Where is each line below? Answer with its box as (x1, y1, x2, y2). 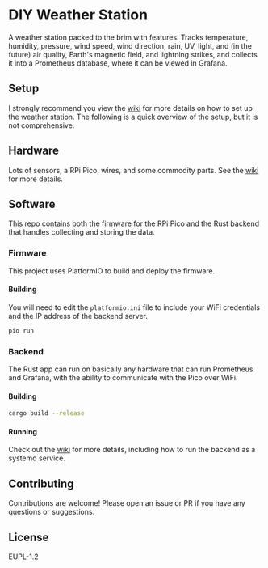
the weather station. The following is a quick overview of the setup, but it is (8, 112, 258, 121)
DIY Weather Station (8, 6, 148, 24)
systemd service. (8, 453, 66, 463)
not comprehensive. (8, 120, 75, 130)
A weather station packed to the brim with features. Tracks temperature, (8, 32, 249, 42)
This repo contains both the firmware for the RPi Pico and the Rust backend (8, 218, 260, 228)
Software (8, 197, 56, 211)
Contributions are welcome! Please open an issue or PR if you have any (8, 498, 246, 508)
